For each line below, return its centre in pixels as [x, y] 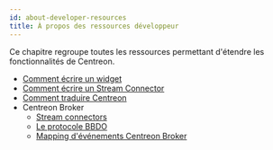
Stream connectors [72, 117]
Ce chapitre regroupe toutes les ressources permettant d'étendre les [137, 51]
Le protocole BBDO [72, 126]
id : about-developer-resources [68, 18]
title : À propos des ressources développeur [94, 26]
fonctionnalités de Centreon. [62, 61]
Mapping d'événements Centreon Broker [111, 136]
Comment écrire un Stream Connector [93, 88]
